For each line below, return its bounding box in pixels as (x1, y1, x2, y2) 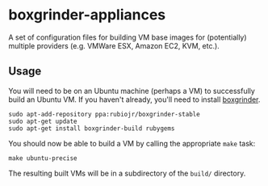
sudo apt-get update (8, 117, 78, 125)
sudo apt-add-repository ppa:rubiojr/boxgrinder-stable (8, 110, 200, 118)
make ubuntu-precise (8, 154, 78, 163)
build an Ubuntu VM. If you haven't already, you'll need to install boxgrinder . (8, 95, 261, 104)
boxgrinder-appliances (8, 6, 166, 24)
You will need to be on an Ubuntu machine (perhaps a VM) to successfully (8, 86, 256, 95)
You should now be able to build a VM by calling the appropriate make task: (8, 138, 256, 148)
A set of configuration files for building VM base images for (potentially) (8, 32, 248, 42)
